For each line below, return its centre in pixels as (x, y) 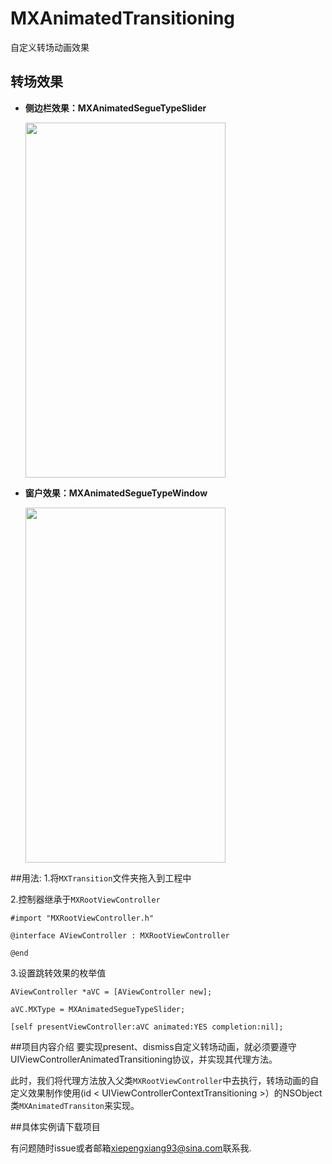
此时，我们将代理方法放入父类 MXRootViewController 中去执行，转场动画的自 (165, 1080)
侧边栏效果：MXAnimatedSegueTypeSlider (115, 108)
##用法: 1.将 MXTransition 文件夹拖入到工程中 (101, 878)
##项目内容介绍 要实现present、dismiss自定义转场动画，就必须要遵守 (153, 1046)
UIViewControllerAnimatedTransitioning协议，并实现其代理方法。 (144, 1059)
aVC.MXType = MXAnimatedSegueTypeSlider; (98, 1009)
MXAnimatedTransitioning (123, 18)
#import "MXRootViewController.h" (82, 918)
